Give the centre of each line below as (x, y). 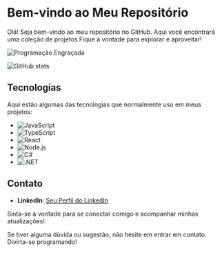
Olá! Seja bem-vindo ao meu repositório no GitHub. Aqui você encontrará (111, 32)
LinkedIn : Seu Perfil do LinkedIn (63, 200)
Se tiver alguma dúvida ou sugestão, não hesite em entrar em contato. (107, 234)
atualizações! (26, 221)
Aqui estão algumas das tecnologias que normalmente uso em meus (104, 104)
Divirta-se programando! (42, 242)
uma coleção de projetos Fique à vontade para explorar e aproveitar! (104, 39)
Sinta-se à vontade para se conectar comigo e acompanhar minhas (103, 214)
